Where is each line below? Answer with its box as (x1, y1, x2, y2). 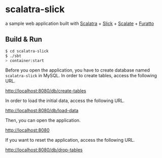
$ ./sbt (5, 53, 22, 58)
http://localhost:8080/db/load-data (5, 108, 79, 114)
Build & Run (5, 35, 42, 44)
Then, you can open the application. (5, 117, 81, 123)
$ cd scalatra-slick (5, 48, 49, 54)
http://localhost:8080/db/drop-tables (5, 147, 83, 153)
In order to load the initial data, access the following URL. (5, 98, 125, 104)
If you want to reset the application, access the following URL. (5, 137, 135, 143)
